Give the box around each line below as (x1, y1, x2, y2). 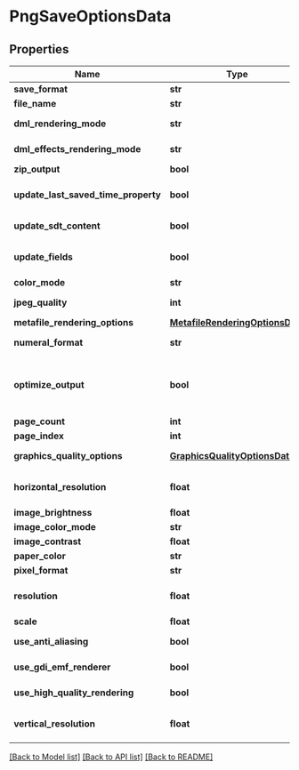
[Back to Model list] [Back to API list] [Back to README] (9, 751, 214, 762)
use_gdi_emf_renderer (13, 661, 111, 673)
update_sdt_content (13, 220, 101, 232)
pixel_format (13, 565, 69, 576)
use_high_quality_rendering (13, 686, 134, 699)
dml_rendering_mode (13, 117, 107, 130)
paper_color (13, 549, 67, 562)
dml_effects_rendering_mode (13, 143, 141, 155)
